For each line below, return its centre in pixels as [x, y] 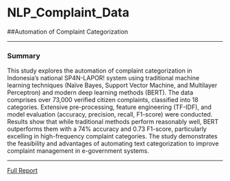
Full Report [22, 171]
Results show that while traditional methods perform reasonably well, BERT [113, 122]
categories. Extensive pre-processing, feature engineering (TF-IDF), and [110, 107]
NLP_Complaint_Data [68, 13]
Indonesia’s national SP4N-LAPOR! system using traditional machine [103, 78]
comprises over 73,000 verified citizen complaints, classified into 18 [103, 100]
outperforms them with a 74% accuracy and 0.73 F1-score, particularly [107, 129]
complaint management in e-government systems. [78, 151]
